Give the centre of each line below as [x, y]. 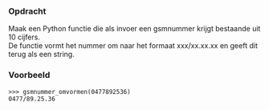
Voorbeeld [29, 75]
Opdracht [27, 11]
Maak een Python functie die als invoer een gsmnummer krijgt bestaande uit [134, 29]
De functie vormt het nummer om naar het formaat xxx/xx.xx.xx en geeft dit [133, 46]
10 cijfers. [24, 37]
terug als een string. [41, 55]
